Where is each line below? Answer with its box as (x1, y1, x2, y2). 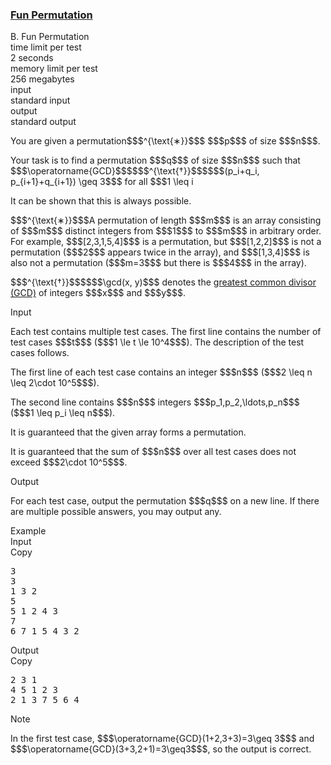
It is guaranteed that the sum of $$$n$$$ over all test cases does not (10, 446, 297, 458)
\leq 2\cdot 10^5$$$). (10, 377, 100, 389)
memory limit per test (10, 63, 98, 75)
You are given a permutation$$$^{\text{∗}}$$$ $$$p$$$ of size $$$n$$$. (10, 135, 321, 147)
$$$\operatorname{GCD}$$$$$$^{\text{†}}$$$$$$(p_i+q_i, (10, 165, 260, 177)
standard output (10, 116, 77, 128)
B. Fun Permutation (10, 31, 90, 43)
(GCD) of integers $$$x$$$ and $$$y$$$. (10, 287, 186, 299)
